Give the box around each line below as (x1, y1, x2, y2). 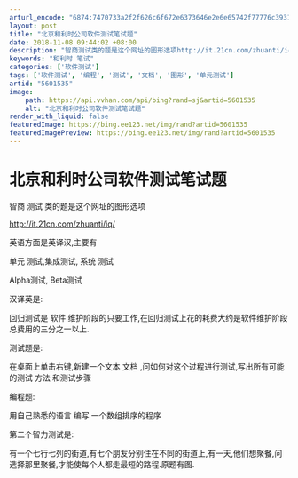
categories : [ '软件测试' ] (9, 63, 100, 72)
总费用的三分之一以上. (9, 323, 90, 334)
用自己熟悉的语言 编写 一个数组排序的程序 (9, 410, 161, 420)
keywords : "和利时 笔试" (9, 54, 95, 63)
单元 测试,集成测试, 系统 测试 (9, 255, 114, 267)
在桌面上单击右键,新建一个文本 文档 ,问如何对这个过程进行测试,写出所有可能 (9, 361, 285, 371)
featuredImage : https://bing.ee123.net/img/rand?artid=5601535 (9, 121, 248, 130)
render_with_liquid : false (9, 112, 109, 121)
